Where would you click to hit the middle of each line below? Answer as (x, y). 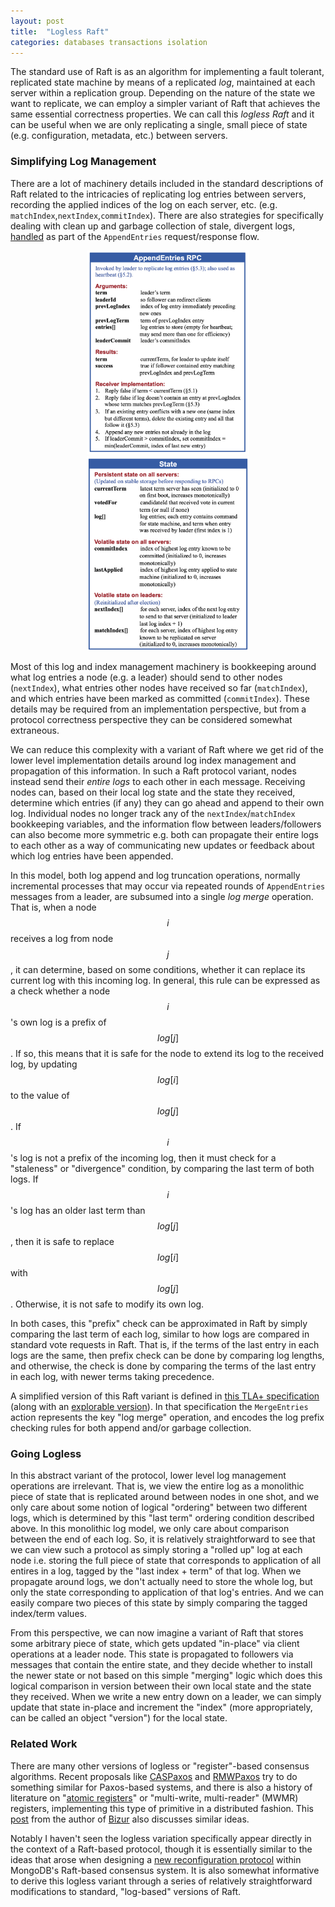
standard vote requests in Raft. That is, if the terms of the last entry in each (165, 1344)
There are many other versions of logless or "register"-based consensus (160, 1766)
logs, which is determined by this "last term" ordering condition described (162, 1518)
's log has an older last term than (78, 1210)
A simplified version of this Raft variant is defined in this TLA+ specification (165, 1396)
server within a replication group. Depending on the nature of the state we (163, 93)
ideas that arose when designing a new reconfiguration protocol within (156, 1859)
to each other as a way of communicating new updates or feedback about (162, 845)
